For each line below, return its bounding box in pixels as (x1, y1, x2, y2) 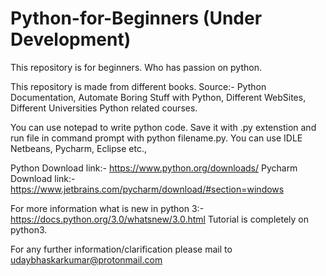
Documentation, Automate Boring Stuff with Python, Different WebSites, (10, 91, 307, 103)
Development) (10, 28, 132, 51)
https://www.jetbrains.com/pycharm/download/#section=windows (10, 183, 285, 195)
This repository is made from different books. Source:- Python (10, 80, 267, 92)
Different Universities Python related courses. (10, 102, 198, 114)
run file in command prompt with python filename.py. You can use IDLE (10, 132, 303, 144)
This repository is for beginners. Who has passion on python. (10, 61, 263, 73)
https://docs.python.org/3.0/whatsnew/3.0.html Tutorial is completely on (10, 213, 310, 225)
